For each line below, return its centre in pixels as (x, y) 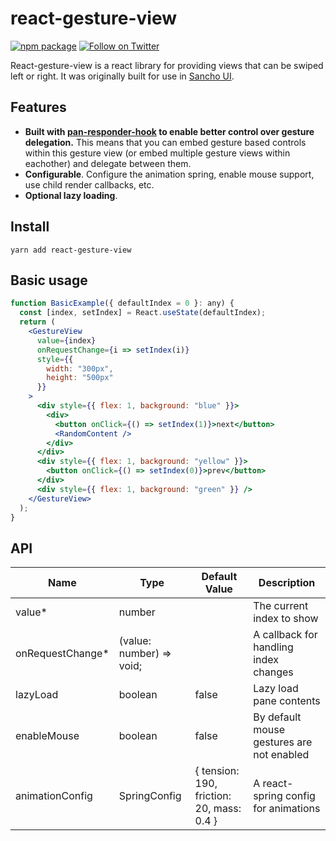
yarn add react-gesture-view (71, 250)
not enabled (281, 755)
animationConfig (54, 796)
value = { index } (66, 340)
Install (30, 227)
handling (273, 647)
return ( (37, 322)
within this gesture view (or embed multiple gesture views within (157, 153)
